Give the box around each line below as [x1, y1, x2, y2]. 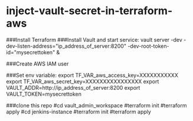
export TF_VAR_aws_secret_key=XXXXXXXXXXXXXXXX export [6, 78, 159, 85]
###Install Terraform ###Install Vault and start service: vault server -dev [6, 36, 183, 43]
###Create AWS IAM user [6, 60, 69, 67]
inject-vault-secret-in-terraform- [6, 4, 173, 18]
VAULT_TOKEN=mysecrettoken [6, 90, 81, 97]
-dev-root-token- [127, 42, 169, 50]
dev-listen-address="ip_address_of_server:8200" [6, 42, 127, 50]
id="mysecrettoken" [6, 48, 55, 55]
